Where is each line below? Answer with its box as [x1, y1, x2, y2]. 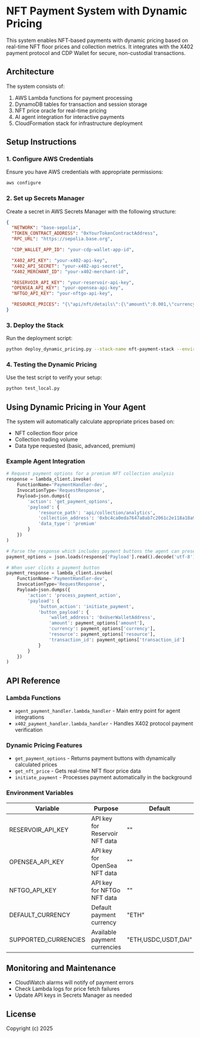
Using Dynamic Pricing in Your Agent [6, 402, 146, 412]
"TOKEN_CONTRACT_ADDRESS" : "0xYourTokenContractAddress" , [11, 230, 159, 237]
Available [91, 928, 117, 936]
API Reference [6, 676, 61, 686]
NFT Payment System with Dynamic [6, 4, 187, 18]
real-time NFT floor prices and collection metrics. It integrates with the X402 [6, 43, 193, 50]
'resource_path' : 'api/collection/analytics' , [37, 509, 156, 515]
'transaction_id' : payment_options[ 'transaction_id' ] [48, 637, 185, 643]
